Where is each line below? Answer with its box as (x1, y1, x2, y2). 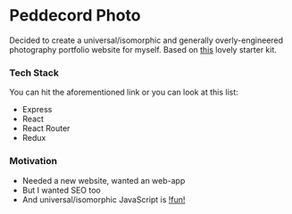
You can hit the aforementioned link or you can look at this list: (9, 86, 238, 98)
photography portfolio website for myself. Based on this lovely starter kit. (9, 44, 277, 54)
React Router (21, 123, 71, 134)
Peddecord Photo (9, 5, 141, 26)
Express (21, 104, 53, 115)
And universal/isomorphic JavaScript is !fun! (21, 193, 186, 205)
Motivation (9, 155, 58, 168)
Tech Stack (9, 66, 60, 78)
